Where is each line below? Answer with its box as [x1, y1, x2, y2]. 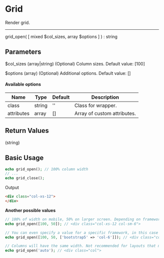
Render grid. [5, 20, 30, 25]
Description [91, 94, 120, 101]
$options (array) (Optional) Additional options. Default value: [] [5, 70, 131, 76]
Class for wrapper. [74, 102, 117, 108]
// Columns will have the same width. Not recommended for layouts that [5, 243, 156, 249]
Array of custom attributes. [74, 110, 136, 117]
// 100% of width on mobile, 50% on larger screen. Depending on [5, 216, 141, 222]
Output [5, 185, 19, 191]
